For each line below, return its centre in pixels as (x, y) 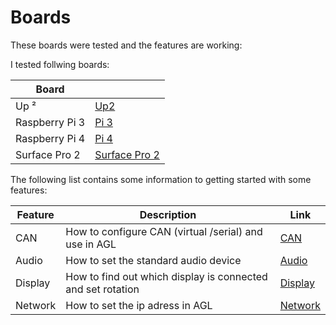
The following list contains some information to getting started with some (161, 179)
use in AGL (91, 244)
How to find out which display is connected (166, 276)
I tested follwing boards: (60, 64)
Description (168, 214)
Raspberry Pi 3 (50, 122)
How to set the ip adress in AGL (139, 305)
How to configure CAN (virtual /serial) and (164, 231)
